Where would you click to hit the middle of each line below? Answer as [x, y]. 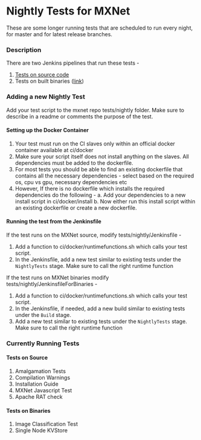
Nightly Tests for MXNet [68, 11]
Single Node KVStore [41, 430]
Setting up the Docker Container [48, 130]
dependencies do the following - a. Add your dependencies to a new [100, 195]
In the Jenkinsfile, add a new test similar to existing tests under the [98, 259]
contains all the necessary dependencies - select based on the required [104, 176]
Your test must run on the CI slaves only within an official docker [95, 144]
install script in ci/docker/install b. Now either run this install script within [105, 201]
